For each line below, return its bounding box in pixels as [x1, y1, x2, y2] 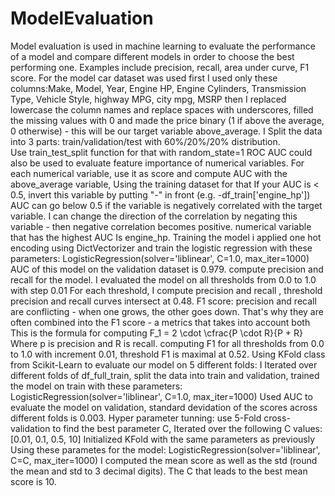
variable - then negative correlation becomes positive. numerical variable [10, 220, 312, 232]
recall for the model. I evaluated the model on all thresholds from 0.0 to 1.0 [10, 273, 317, 286]
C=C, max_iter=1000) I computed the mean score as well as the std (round [10, 454, 318, 466]
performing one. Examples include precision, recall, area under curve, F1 [10, 61, 310, 73]
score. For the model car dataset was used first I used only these [10, 72, 278, 84]
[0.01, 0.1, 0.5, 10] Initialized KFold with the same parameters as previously [10, 433, 316, 445]
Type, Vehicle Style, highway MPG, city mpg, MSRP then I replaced [10, 93, 287, 105]
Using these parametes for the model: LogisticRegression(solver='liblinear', [10, 443, 321, 456]
